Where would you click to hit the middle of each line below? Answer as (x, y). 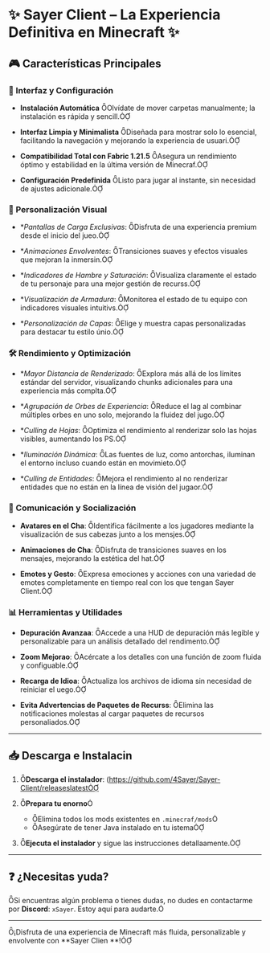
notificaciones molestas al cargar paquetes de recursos (112, 714)
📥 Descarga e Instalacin (70, 756)
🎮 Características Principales (85, 63)
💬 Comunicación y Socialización (72, 508)
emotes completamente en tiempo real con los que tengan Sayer (127, 582)
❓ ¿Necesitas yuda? (59, 877)
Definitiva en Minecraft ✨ (94, 33)
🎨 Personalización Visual (58, 209)
